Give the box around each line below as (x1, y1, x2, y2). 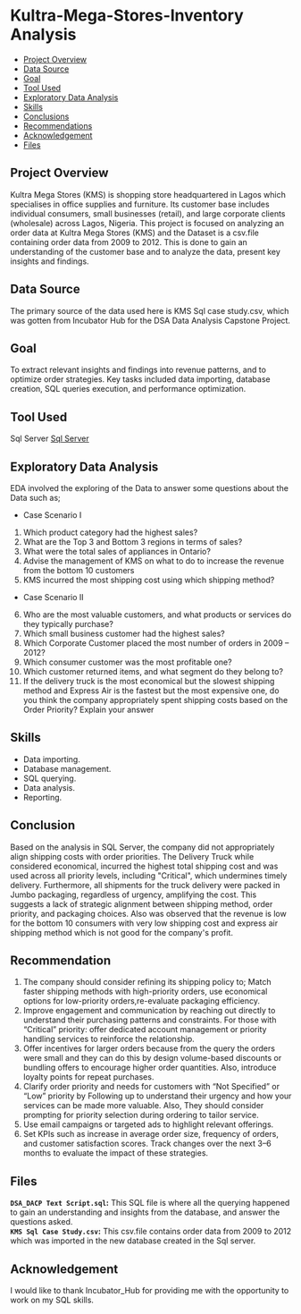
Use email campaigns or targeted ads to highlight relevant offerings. (22, 1119, 274, 1130)
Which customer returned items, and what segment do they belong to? (22, 666, 284, 676)
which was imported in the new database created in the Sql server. (10, 1235, 256, 1246)
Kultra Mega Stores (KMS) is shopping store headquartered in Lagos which (10, 189, 287, 199)
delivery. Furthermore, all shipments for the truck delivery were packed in (10, 879, 280, 890)
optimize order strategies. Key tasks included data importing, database (10, 374, 271, 385)
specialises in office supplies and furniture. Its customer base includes (10, 199, 271, 209)
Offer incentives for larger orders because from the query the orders (22, 1043, 276, 1054)
